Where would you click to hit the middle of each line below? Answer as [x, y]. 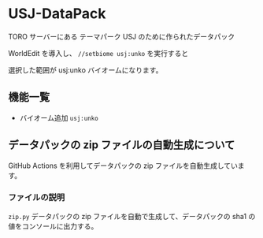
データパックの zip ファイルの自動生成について [122, 145]
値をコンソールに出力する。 [53, 226]
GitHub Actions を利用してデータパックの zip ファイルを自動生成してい [123, 165]
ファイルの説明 [37, 198]
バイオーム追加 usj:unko [59, 117]
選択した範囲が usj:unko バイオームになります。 [85, 70]
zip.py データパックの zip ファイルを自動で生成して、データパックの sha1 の [132, 216]
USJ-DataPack [57, 14]
